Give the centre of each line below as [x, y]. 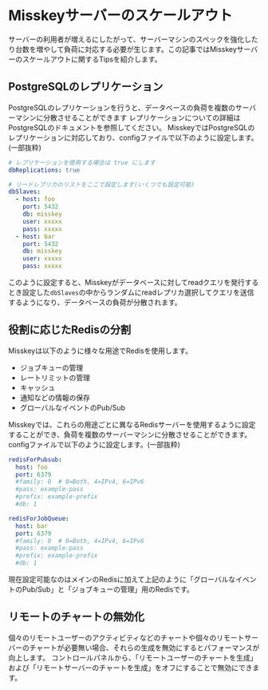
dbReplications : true [44, 170]
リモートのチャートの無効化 [77, 617]
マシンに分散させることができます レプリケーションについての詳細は [128, 117]
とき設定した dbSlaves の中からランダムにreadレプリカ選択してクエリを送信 [131, 292]
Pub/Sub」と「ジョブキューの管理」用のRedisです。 [108, 589]
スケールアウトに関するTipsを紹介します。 [92, 59]
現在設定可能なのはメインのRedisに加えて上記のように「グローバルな [122, 580]
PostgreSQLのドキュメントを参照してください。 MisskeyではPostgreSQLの [132, 127]
